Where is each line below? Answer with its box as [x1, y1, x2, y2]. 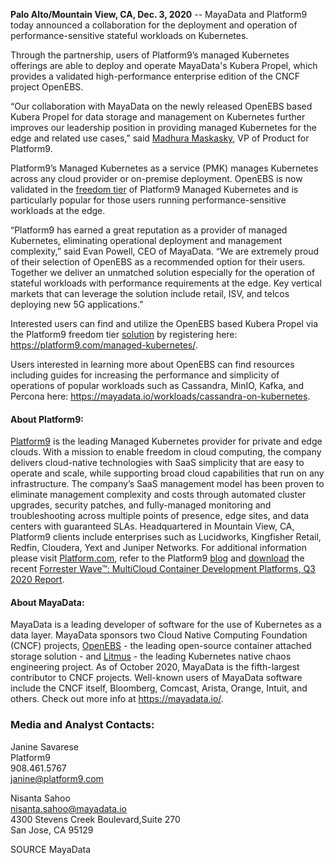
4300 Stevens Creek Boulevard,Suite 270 [10, 813, 181, 825]
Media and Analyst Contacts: [10, 718, 155, 732]
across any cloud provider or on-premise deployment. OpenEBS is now [10, 173, 303, 184]
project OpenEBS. [10, 81, 84, 93]
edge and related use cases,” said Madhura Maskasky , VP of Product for [10, 132, 310, 144]
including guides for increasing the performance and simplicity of [10, 369, 280, 381]
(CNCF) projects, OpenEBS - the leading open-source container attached [10, 640, 312, 652]
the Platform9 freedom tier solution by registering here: [10, 329, 238, 340]
